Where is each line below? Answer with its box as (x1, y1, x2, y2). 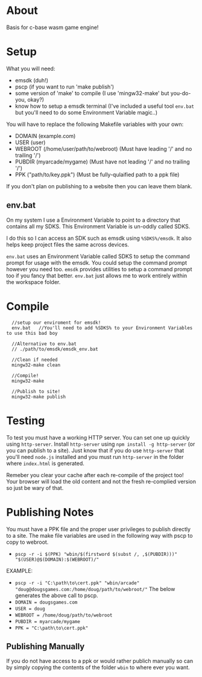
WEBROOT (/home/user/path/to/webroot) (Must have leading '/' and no (14, 145, 192, 152)
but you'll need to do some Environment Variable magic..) (14, 108, 158, 116)
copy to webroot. (6, 538, 49, 546)
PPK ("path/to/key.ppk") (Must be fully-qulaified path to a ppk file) (14, 171, 180, 178)
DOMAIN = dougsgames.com (14, 599, 78, 606)
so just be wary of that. (6, 484, 64, 491)
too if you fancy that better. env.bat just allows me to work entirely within (6, 272, 188, 279)
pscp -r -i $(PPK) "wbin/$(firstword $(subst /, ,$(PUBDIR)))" (14, 551, 178, 557)
